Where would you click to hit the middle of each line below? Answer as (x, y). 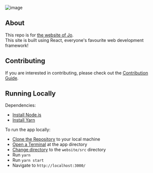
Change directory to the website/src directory (59, 150)
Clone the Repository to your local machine (56, 139)
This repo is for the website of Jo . (39, 35)
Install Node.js (27, 115)
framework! (17, 45)
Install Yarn (24, 120)
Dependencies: (20, 105)
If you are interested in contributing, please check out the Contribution (76, 73)
